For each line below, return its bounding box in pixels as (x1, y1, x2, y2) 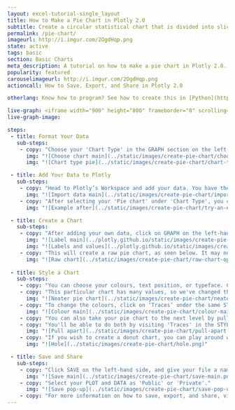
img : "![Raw (25, 256, 61, 263)
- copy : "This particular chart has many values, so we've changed (20, 289, 220, 296)
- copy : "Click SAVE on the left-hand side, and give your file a (20, 366, 218, 374)
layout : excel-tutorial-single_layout (7, 10, 120, 18)
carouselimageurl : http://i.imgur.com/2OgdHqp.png (7, 75, 158, 83)
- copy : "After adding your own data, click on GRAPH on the (20, 230, 201, 237)
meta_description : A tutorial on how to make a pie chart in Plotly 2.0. (7, 62, 227, 69)
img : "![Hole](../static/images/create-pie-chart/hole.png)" (25, 341, 208, 348)
